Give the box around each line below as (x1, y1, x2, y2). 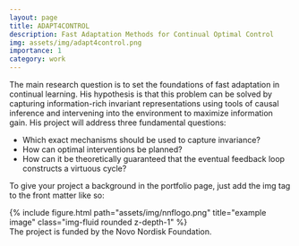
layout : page (9, 13, 58, 22)
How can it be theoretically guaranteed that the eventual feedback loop (21, 154, 285, 164)
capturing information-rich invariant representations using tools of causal (9, 98, 279, 108)
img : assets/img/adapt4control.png (9, 38, 142, 47)
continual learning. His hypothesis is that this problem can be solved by (9, 89, 273, 99)
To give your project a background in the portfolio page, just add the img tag (9, 181, 291, 191)
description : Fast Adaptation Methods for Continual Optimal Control (9, 30, 275, 38)
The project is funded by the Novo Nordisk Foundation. (9, 226, 212, 237)
